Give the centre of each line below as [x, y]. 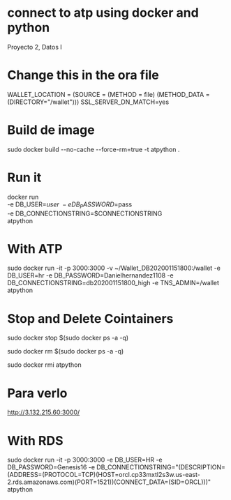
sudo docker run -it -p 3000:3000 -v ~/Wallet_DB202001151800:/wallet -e [114, 268]
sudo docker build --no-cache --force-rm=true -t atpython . [94, 149]
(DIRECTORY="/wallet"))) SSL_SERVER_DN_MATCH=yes [88, 102]
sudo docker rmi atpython [44, 365]
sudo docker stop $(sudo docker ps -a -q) [68, 338]
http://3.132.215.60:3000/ [44, 412]
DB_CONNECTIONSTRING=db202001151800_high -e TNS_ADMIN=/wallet [113, 283]
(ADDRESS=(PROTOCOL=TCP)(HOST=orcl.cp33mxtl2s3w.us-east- [104, 475]
